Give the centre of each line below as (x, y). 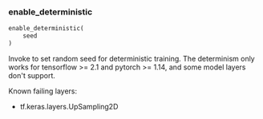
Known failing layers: (43, 91)
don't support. (32, 75)
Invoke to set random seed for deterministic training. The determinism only (131, 58)
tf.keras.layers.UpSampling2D (69, 106)
